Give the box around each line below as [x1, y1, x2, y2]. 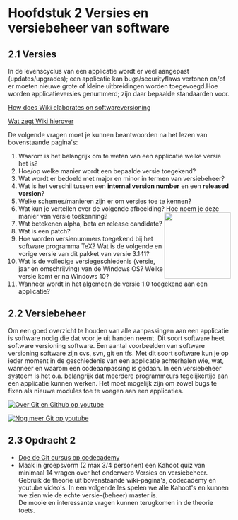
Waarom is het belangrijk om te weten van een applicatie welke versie [18, 152, 222, 160]
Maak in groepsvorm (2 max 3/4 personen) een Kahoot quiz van [18, 461, 206, 469]
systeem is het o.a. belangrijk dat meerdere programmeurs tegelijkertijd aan [8, 371, 229, 380]
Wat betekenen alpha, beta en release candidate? [18, 219, 162, 228]
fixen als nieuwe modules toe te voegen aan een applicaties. [8, 386, 184, 395]
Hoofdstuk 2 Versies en [8, 5, 149, 21]
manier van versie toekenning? [18, 212, 108, 220]
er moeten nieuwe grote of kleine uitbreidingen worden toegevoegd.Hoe [8, 82, 218, 90]
